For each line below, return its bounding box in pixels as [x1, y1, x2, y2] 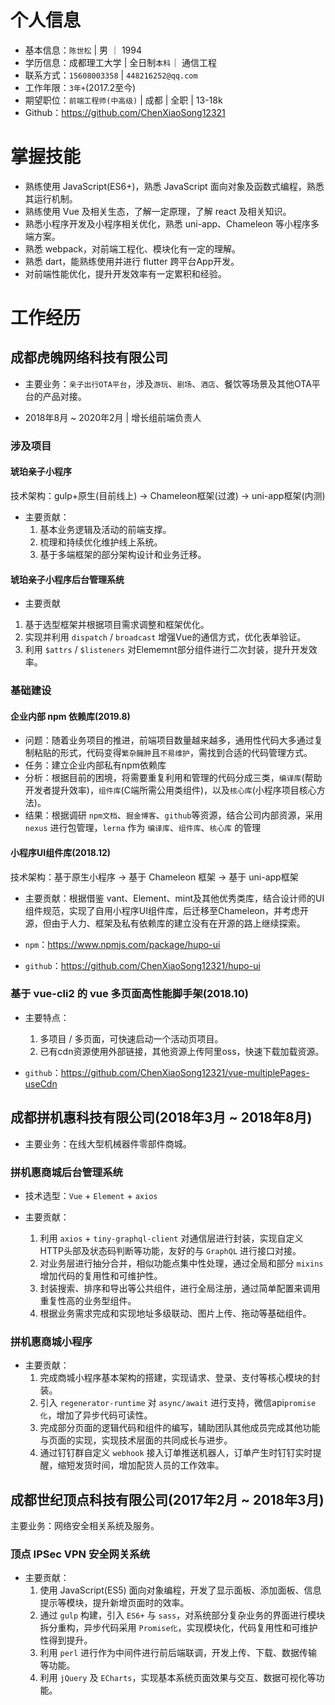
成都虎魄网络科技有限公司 [10, 349, 168, 366]
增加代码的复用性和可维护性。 [39, 1269, 163, 1281]
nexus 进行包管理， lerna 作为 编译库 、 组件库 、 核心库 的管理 [24, 822, 262, 834]
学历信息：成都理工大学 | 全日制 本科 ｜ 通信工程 [24, 56, 218, 68]
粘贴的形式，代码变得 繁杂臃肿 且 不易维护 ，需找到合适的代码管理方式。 [33, 747, 313, 759]
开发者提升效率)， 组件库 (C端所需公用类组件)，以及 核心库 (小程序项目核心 [24, 784, 317, 796]
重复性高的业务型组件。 [39, 1294, 137, 1306]
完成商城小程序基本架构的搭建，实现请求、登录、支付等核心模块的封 [39, 1372, 321, 1384]
